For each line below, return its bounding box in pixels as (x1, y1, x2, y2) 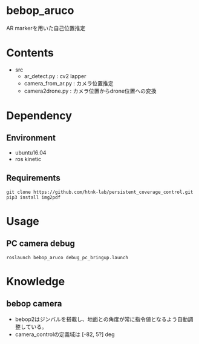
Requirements (6, 173, 60, 184)
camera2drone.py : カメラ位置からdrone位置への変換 (24, 87, 157, 94)
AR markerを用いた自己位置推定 (6, 24, 86, 31)
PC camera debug (6, 239, 76, 249)
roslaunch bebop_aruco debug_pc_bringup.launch (6, 254, 129, 260)
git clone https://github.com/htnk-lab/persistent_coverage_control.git (6, 189, 194, 195)
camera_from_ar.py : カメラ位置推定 (24, 79, 114, 87)
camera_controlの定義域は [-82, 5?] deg (15, 331, 115, 338)
